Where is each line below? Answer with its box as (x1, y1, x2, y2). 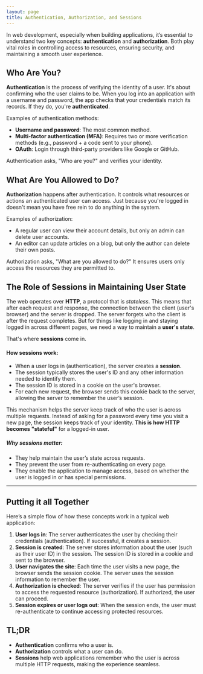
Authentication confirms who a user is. (14, 641, 114, 649)
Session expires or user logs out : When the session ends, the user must (14, 601, 196, 608)
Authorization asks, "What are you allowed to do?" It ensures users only (6, 258, 185, 265)
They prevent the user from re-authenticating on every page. (14, 461, 167, 468)
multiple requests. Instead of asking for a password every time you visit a (6, 413, 188, 420)
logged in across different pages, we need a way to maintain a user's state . (6, 323, 195, 331)
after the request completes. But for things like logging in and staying (6, 317, 178, 324)
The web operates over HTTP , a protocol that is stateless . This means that (6, 297, 192, 305)
